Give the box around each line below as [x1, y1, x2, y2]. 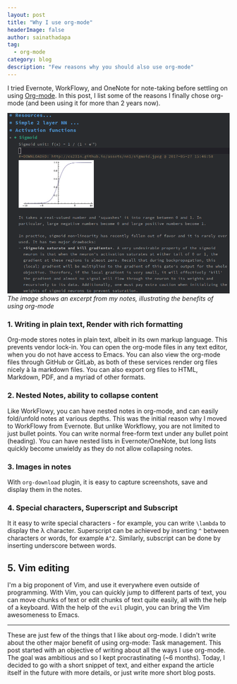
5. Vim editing [7, 562, 70, 574]
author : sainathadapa [7, 34, 71, 41]
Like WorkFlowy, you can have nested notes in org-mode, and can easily [7, 407, 219, 415]
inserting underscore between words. [7, 541, 116, 550]
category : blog [7, 56, 52, 64]
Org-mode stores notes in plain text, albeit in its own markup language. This [7, 335, 228, 344]
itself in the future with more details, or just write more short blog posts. [7, 668, 216, 677]
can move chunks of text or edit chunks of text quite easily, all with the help [7, 596, 227, 604]
